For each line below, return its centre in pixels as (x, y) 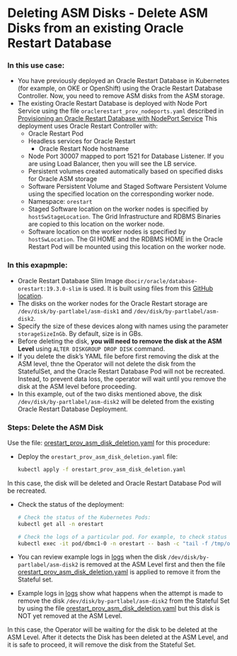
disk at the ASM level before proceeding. (77, 386)
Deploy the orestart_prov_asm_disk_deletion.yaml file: (98, 457)
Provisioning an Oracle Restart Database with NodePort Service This (117, 119)
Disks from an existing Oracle (96, 28)
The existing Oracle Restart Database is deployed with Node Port (112, 104)
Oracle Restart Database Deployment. (73, 409)
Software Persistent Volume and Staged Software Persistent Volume (128, 187)
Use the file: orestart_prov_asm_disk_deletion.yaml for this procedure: (109, 443)
